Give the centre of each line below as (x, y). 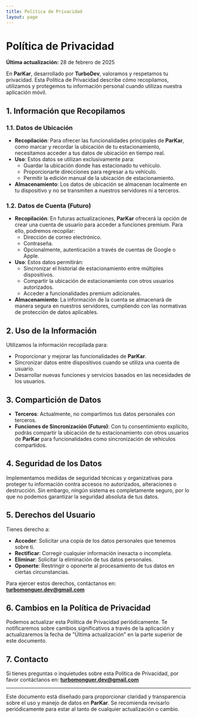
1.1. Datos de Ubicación (40, 128)
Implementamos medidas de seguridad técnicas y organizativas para (89, 477)
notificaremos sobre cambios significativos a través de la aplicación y (90, 628)
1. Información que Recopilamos (66, 111)
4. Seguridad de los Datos (54, 464)
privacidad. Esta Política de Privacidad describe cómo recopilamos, (87, 80)
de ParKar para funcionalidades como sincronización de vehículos (95, 439)
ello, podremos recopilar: (45, 231)
